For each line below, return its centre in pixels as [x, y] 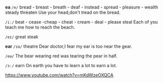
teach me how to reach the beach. [40, 27]
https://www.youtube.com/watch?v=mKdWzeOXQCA [59, 75]
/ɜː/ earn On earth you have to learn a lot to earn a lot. [61, 65]
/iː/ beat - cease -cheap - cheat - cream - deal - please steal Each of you [81, 22]
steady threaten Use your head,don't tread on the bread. [63, 12]
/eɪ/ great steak [22, 37]
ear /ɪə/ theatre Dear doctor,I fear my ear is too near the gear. [69, 46]
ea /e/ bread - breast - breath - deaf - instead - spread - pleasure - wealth [82, 7]
